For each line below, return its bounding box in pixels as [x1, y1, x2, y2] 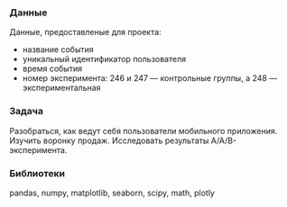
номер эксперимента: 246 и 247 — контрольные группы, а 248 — [22, 73, 278, 84]
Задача [9, 105, 43, 118]
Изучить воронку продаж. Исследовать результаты [9, 135, 209, 146]
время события [22, 63, 83, 74]
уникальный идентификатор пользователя [22, 54, 187, 65]
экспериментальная [22, 83, 101, 94]
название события [22, 44, 94, 55]
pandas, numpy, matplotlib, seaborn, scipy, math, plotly [9, 187, 215, 198]
